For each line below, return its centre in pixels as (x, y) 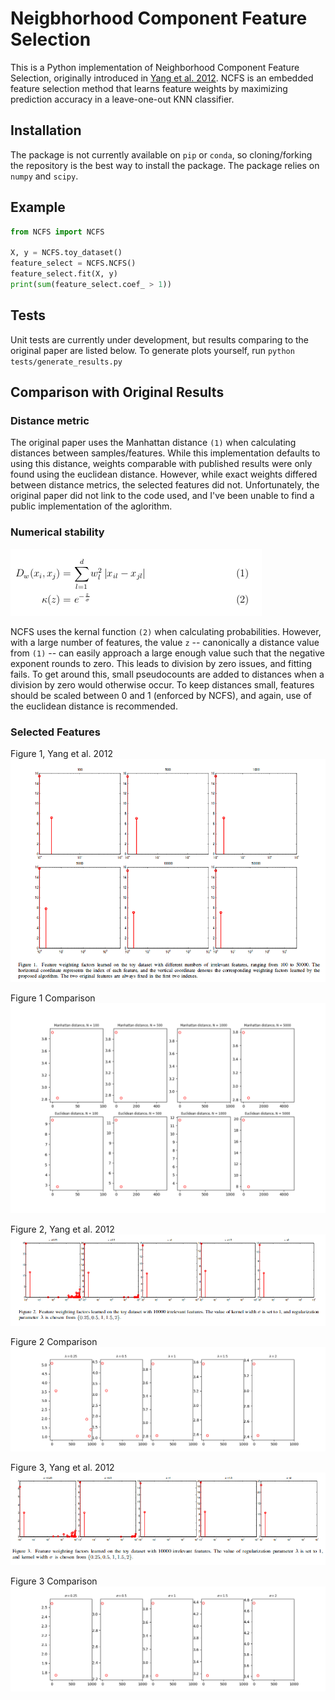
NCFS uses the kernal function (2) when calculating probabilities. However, (166, 631)
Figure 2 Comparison (54, 1341)
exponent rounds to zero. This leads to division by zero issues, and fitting (161, 663)
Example (38, 207)
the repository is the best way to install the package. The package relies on (165, 165)
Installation (46, 130)
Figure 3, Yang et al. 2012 (62, 1468)
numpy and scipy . (44, 176)
